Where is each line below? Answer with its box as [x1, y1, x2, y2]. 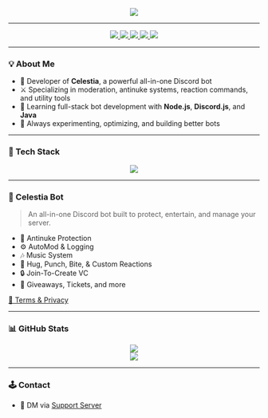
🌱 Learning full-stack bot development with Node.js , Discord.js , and [19, 102, 246, 112]
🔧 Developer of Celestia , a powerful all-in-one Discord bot [19, 77, 213, 86]
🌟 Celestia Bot [8, 191, 64, 203]
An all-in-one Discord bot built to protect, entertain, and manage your [27, 209, 257, 219]
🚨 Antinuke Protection [19, 233, 92, 243]
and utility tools [19, 93, 71, 103]
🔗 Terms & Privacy [8, 295, 69, 305]
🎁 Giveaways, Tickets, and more [19, 279, 126, 289]
